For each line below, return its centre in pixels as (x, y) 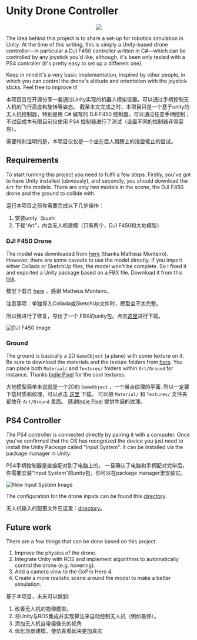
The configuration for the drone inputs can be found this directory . (86, 496)
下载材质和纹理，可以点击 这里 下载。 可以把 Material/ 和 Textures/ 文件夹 (97, 394)
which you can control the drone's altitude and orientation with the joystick (96, 81)
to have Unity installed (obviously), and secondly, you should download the (97, 180)
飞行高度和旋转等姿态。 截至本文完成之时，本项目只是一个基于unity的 (106, 107)
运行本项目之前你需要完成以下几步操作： (55, 205)
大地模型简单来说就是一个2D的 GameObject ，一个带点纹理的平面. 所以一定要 (98, 387)
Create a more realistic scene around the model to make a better (93, 578)
